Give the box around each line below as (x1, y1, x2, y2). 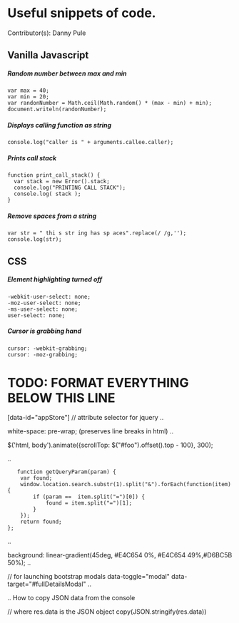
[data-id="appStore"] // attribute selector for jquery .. (7, 413, 164, 422)
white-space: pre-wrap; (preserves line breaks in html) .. (7, 427, 173, 436)
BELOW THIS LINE (7, 390, 116, 406)
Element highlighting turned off (7, 275, 103, 284)
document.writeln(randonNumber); (7, 105, 107, 113)
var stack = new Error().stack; (14, 178, 111, 185)
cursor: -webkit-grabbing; (7, 344, 88, 352)
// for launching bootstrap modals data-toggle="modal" (7, 572, 170, 581)
